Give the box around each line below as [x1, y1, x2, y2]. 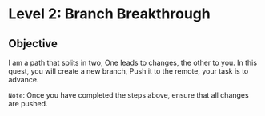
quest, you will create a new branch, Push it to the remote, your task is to [8, 66, 249, 76]
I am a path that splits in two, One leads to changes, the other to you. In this [8, 58, 258, 67]
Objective [8, 37, 58, 50]
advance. [8, 75, 39, 84]
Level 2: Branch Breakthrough [8, 5, 211, 23]
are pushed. [8, 99, 48, 108]
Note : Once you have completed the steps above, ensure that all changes [8, 90, 250, 100]
